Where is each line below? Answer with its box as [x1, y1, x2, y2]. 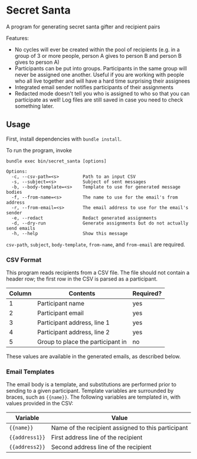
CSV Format [6, 255, 42, 263]
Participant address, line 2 [37, 328, 110, 337]
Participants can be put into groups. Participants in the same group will [14, 64, 187, 71]
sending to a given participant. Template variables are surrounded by [6, 388, 174, 395]
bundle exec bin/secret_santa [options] [6, 158, 107, 164]
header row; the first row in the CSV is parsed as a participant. [6, 275, 158, 282]
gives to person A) [14, 58, 60, 66]
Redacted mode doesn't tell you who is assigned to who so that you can [14, 90, 190, 97]
